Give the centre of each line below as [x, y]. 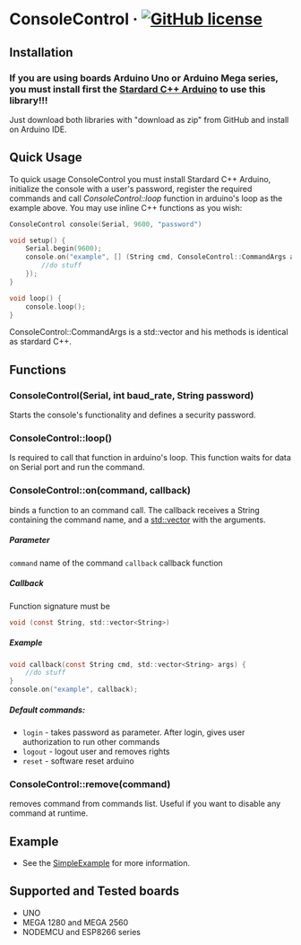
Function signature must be [60, 606]
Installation [41, 52]
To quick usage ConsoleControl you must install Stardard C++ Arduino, [140, 179]
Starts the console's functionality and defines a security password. [133, 415]
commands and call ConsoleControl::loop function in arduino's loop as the [146, 198]
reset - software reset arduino [78, 761]
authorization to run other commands [91, 741]
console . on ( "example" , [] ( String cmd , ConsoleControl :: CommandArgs [156, 257]
